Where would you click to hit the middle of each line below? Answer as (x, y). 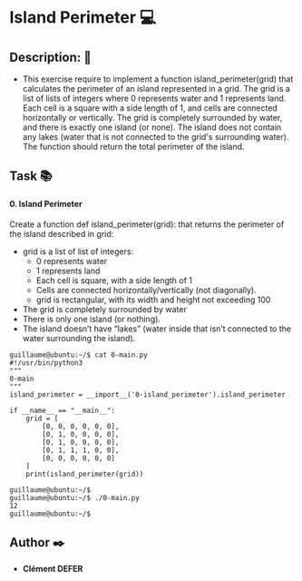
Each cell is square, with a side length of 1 (114, 280)
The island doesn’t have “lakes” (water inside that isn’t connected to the (157, 329)
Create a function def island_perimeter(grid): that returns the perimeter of (147, 224)
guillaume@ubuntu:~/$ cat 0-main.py (78, 355)
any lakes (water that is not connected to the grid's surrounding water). (156, 137)
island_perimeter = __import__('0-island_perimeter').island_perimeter (147, 394)
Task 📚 (31, 177)
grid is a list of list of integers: (78, 251)
